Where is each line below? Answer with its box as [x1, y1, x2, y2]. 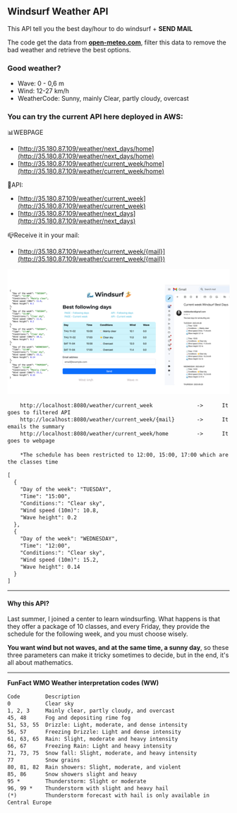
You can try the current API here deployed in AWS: [7, 112, 183, 122]
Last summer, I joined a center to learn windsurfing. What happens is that [7, 615, 221, 623]
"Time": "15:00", [20, 493, 71, 500]
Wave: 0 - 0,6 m [17, 79, 65, 88]
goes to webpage [7, 437, 55, 444]
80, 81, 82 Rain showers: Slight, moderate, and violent [7, 764, 181, 771]
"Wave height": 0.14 [20, 563, 80, 570]
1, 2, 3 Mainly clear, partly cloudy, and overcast [7, 707, 175, 715]
